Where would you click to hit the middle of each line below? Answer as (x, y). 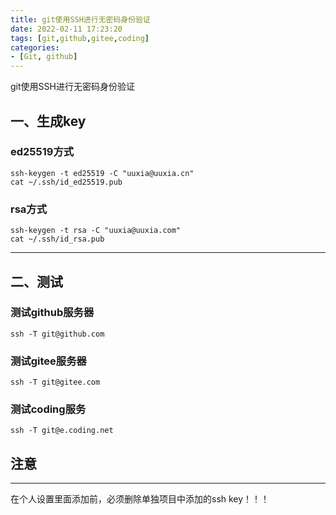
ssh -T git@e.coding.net (62, 431)
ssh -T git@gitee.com (55, 382)
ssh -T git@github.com (57, 334)
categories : (35, 47)
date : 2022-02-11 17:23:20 (66, 29)
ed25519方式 (42, 152)
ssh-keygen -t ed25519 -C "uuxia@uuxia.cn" (102, 173)
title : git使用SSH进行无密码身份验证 (80, 19)
